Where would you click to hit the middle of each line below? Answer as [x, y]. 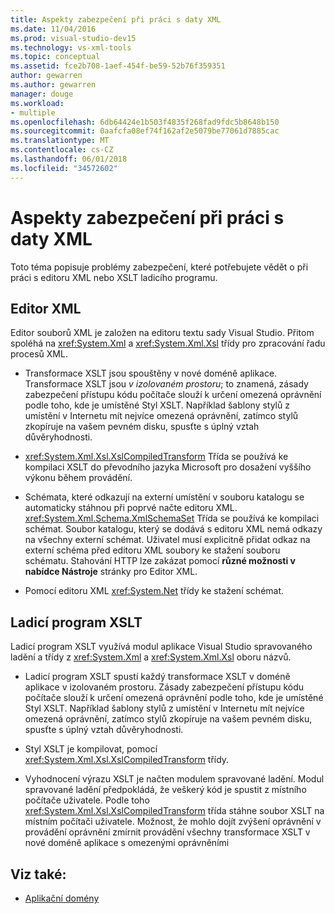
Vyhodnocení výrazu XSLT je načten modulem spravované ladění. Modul [174, 779]
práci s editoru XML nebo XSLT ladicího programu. [114, 277]
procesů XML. [39, 354]
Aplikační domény [62, 898]
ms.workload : [37, 103]
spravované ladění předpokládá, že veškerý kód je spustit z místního [165, 790]
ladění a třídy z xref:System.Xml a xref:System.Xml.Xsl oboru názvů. [151, 657]
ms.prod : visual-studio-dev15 [73, 38]
